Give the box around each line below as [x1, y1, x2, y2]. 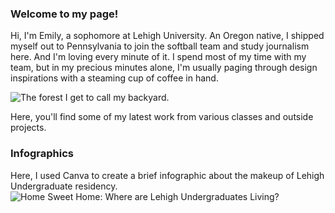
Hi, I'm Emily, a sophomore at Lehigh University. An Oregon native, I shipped [10, 30, 325, 42]
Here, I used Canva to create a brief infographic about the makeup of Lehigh [10, 169, 325, 181]
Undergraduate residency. [10, 180, 118, 192]
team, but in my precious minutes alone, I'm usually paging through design [10, 62, 318, 74]
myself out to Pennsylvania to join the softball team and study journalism [10, 40, 310, 52]
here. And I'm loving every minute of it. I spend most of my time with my [10, 51, 307, 63]
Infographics [10, 147, 74, 161]
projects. [10, 122, 47, 134]
